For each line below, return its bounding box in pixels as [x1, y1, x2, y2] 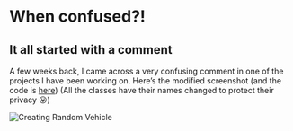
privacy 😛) [9, 94, 51, 105]
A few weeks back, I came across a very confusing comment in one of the [9, 65, 284, 76]
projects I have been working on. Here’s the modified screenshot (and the [9, 75, 281, 86]
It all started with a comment [9, 42, 173, 57]
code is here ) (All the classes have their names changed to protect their [9, 85, 274, 95]
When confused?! [9, 6, 146, 27]
